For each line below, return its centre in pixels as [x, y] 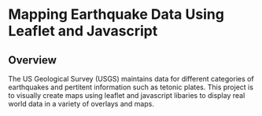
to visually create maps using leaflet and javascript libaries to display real [127, 95]
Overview [33, 60]
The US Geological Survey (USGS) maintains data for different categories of [131, 79]
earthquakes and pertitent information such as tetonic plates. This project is [131, 87]
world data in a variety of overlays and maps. [81, 104]
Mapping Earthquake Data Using [116, 14]
